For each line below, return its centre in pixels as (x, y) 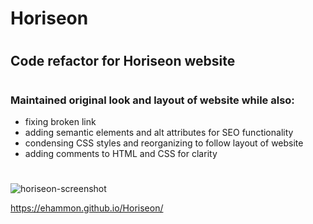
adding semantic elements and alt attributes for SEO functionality (159, 132)
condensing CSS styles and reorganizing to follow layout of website (164, 143)
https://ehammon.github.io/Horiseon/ (87, 208)
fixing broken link (60, 121)
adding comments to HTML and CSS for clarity (121, 153)
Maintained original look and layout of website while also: (152, 100)
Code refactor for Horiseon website (123, 61)
